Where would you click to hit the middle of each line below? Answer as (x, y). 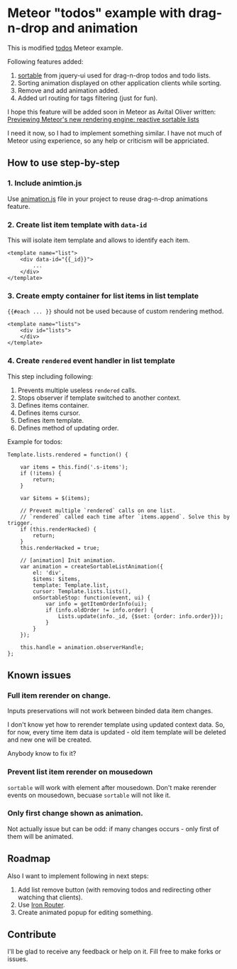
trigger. (20, 523)
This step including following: (50, 376)
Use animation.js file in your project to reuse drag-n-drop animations (108, 199)
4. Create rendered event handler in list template (91, 361)
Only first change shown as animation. (75, 813)
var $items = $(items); (55, 498)
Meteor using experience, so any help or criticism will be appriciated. (108, 141)
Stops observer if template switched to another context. (99, 397)
